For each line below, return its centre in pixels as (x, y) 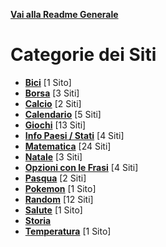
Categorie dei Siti (83, 55)
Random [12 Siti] (59, 199)
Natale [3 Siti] (53, 156)
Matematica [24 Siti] (68, 146)
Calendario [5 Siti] (63, 114)
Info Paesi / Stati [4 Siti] (74, 135)
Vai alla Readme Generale (64, 14)
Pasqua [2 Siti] (55, 178)
